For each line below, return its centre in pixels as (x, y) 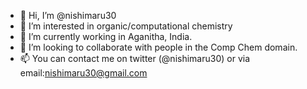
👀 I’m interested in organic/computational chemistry (126, 26)
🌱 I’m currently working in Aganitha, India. (106, 36)
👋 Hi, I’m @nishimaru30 (68, 15)
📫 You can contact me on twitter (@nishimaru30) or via (135, 58)
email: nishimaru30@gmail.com (83, 73)
